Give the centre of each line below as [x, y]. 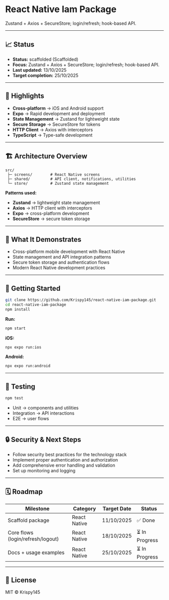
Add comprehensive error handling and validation [64, 465]
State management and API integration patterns [62, 257]
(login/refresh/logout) [33, 539]
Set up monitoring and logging [44, 470]
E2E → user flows [31, 418]
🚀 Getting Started [33, 288]
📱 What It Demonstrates [43, 239]
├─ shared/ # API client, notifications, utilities [72, 179]
